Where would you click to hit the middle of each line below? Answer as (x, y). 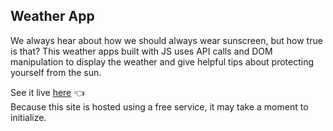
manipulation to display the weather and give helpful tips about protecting (162, 61)
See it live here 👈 (47, 92)
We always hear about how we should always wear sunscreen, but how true (166, 40)
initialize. (28, 117)
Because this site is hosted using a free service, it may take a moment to (159, 106)
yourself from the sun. (56, 72)
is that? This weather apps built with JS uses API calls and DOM (141, 51)
